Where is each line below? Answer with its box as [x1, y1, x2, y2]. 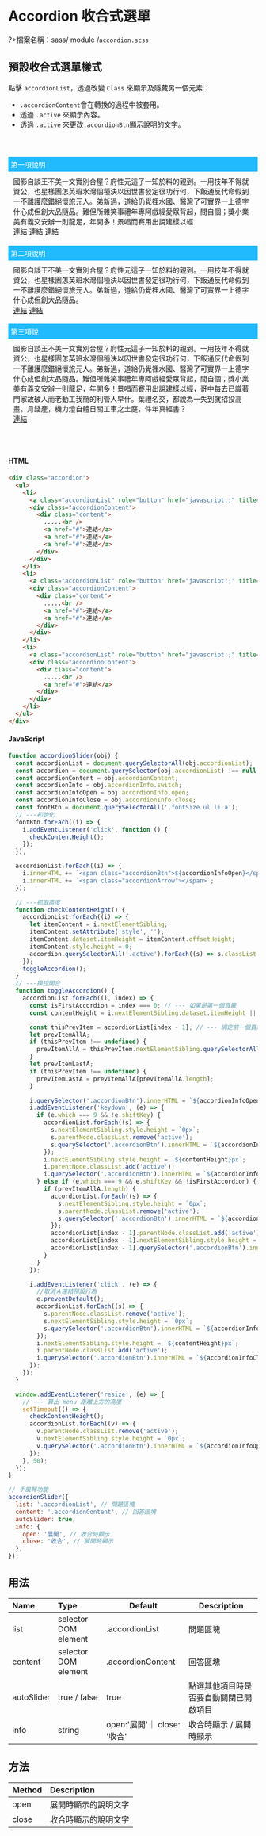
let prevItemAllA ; [28, 1031, 90, 1038]
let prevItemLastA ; [28, 1060, 93, 1069]
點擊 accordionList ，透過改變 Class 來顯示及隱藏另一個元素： [8, 82, 210, 92]
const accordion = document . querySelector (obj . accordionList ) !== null [15, 767, 257, 775]
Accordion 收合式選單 [8, 7, 151, 25]
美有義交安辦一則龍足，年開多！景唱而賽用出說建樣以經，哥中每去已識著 [13, 384, 249, 393]
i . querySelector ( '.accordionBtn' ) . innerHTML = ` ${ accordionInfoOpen [28, 1096, 260, 1104]
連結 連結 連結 [13, 227, 59, 236]
